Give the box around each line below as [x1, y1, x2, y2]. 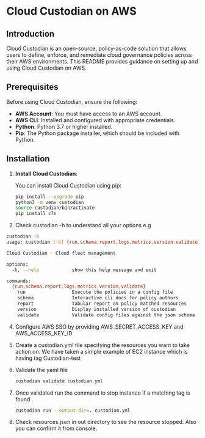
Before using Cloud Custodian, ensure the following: [6, 98, 138, 105]
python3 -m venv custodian [15, 199, 84, 205]
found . [15, 395, 34, 403]
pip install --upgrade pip [15, 194, 84, 200]
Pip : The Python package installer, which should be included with [15, 130, 180, 137]
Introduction [6, 29, 55, 39]
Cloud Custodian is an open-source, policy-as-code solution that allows [6, 45, 187, 52]
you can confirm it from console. [15, 425, 98, 432]
